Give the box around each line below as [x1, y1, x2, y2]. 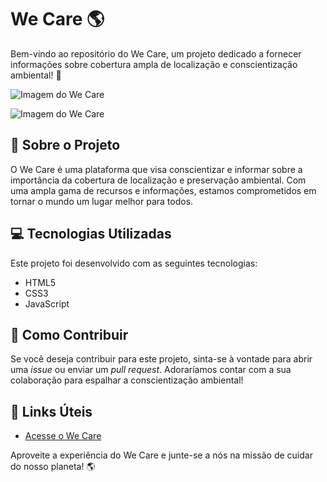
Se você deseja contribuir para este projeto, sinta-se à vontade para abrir [10, 353, 313, 365]
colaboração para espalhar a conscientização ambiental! [10, 374, 244, 386]
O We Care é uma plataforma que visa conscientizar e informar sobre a [10, 163, 303, 175]
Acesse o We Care [24, 430, 102, 442]
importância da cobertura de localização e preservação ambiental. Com [10, 174, 307, 186]
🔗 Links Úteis [10, 403, 93, 420]
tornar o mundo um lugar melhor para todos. [10, 195, 194, 207]
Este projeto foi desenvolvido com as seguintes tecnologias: [10, 257, 258, 269]
